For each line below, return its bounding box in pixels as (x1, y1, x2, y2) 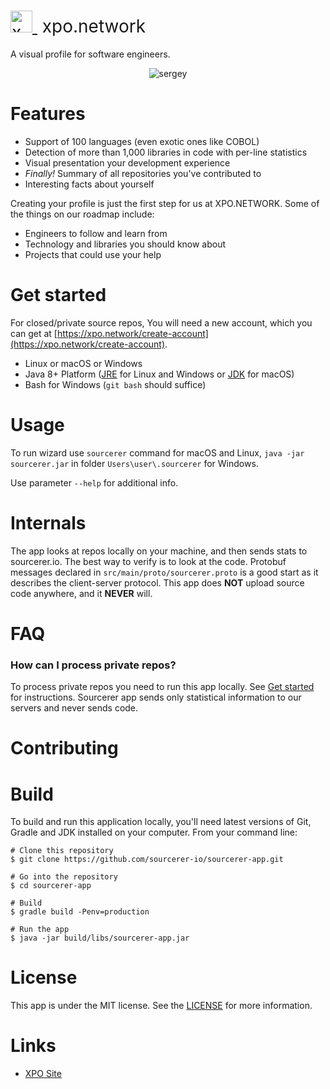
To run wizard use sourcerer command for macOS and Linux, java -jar (10, 446, 305, 459)
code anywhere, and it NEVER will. (10, 587, 153, 599)
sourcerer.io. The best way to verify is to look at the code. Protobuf (10, 555, 287, 567)
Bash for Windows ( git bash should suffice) (24, 378, 207, 390)
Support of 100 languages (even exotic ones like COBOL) (24, 135, 260, 147)
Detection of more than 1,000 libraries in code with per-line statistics (24, 146, 308, 158)
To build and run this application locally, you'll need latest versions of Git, (10, 816, 312, 828)
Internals (10, 511, 87, 534)
